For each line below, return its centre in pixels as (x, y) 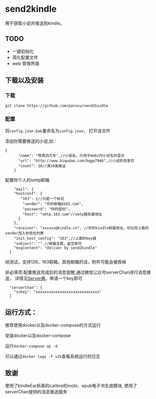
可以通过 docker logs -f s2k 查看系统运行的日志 (53, 356)
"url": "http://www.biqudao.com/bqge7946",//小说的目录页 (76, 161)
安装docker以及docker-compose (38, 335)
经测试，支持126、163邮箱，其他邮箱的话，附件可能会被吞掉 (66, 262)
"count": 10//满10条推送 (42, 166)
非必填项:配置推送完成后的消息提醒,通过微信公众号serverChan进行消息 (76, 272)
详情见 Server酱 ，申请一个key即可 (48, 278)
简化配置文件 (25, 57)
